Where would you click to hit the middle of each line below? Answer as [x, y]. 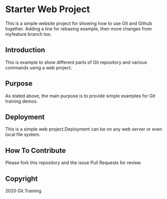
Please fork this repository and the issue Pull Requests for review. [74, 163]
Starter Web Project [48, 9]
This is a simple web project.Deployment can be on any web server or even [84, 129]
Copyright [22, 178]
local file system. [23, 135]
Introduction [25, 50]
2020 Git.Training [23, 191]
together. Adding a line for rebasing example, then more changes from [78, 28]
